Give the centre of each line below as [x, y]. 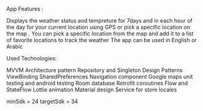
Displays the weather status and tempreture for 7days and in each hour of [99, 20]
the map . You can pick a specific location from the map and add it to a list [100, 34]
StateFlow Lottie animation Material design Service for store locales [92, 90]
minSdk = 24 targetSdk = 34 [42, 101]
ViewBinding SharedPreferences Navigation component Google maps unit [100, 77]
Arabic [15, 46]
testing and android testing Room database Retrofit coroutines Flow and [97, 83]
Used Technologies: [32, 58]
